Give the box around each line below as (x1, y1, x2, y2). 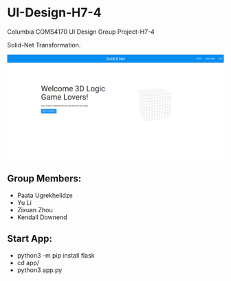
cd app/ (16, 258, 40, 267)
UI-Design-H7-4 (7, 5, 102, 21)
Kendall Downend (16, 213, 67, 221)
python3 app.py (16, 266, 63, 274)
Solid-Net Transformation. (7, 41, 81, 49)
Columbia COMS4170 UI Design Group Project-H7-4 (7, 27, 155, 36)
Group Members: (7, 173, 82, 185)
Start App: (7, 233, 53, 245)
